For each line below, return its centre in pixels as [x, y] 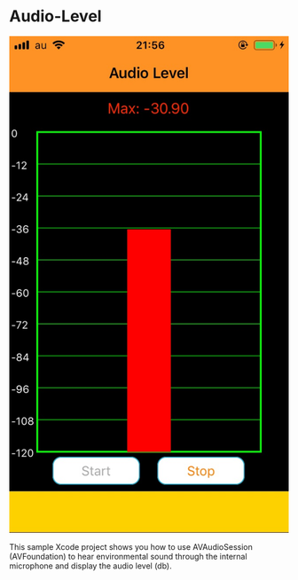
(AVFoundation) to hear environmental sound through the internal [128, 556]
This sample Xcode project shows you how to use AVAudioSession [131, 546]
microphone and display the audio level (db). [90, 566]
